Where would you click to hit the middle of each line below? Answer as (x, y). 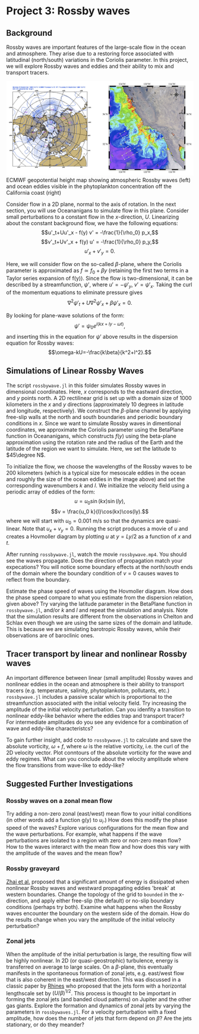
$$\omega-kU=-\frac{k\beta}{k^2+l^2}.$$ (100, 352)
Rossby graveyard (33, 869)
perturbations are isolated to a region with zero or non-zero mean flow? (94, 841)
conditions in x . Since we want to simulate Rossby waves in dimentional (94, 423)
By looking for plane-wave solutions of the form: (65, 315)
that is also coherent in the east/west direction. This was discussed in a (94, 979)
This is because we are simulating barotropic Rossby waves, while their (94, 629)
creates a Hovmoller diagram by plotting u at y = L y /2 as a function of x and (99, 536)
